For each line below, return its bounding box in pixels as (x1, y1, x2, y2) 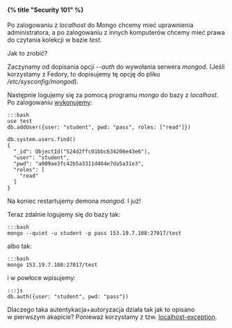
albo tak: (7, 242, 33, 250)
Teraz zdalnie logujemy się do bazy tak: (7, 211, 121, 219)
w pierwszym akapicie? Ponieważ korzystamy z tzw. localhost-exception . (7, 313, 217, 321)
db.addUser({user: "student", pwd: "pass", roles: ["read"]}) (7, 124, 191, 131)
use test (7, 118, 33, 125)
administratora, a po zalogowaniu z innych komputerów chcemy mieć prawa (7, 28, 226, 37)
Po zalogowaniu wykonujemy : (7, 98, 92, 107)
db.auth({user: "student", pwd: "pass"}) (7, 293, 129, 300)
